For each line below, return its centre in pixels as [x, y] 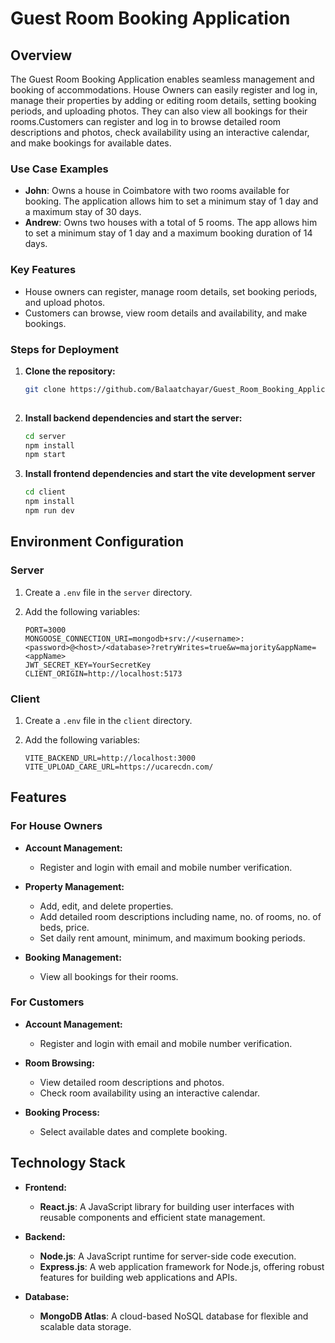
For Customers [47, 1002]
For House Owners [56, 826]
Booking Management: [73, 957]
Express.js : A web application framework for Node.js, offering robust [182, 1266]
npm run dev [49, 511]
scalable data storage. [85, 1326]
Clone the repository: [70, 371]
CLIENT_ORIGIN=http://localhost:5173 [103, 673]
